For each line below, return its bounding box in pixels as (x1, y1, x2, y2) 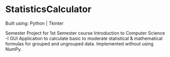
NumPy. (5, 46, 22, 52)
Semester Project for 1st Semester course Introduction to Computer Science (5, 30, 165, 36)
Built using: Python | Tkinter (5, 20, 64, 26)
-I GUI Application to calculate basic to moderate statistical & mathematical (5, 35, 163, 41)
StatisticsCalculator (5, 4, 92, 15)
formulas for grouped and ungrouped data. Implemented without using (5, 40, 154, 46)
